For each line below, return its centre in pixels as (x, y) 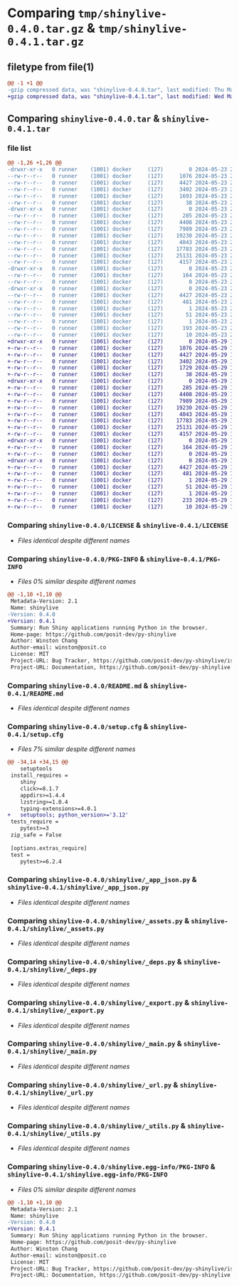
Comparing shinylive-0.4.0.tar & (84, 119)
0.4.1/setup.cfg (36, 734)
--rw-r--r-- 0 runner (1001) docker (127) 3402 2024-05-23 (117, 189)
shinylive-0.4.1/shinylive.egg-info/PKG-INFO (88, 1175)
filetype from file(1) (51, 67)
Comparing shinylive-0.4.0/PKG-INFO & (76, 558)
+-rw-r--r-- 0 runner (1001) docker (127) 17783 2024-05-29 (117, 421)
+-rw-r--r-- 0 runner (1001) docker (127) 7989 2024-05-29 (117, 401)
